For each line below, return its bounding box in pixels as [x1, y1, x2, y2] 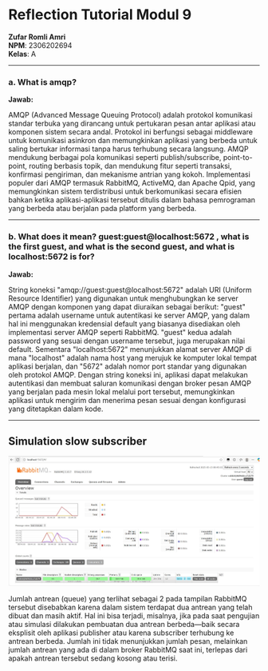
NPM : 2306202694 [8, 40, 73, 50]
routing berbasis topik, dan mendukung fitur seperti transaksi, [29, 162, 233, 171]
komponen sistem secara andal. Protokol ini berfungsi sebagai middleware [8, 127, 254, 137]
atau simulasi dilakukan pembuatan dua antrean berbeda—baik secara [8, 620, 240, 629]
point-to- [223, 153, 253, 162]
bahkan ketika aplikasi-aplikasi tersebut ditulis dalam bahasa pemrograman [8, 195, 256, 205]
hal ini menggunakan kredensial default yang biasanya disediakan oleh [8, 318, 241, 329]
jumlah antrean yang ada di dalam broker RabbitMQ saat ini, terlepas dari [8, 645, 248, 655]
